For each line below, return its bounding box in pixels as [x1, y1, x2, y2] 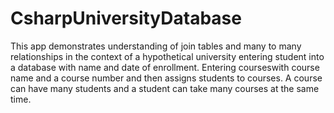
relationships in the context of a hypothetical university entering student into [10, 50, 325, 62]
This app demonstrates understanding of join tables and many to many [10, 40, 302, 52]
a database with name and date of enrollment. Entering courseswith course [10, 61, 320, 73]
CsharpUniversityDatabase [10, 7, 242, 30]
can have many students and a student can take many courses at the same [10, 82, 320, 94]
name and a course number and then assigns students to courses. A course [10, 72, 323, 84]
